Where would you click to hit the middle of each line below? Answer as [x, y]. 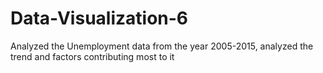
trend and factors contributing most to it [92, 56]
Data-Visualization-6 [99, 18]
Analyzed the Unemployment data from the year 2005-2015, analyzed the [162, 46]
